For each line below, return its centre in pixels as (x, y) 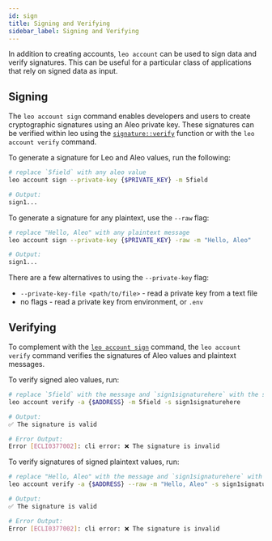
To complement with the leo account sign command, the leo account (125, 347)
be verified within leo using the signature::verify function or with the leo (132, 134)
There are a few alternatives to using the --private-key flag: (108, 278)
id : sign (23, 16)
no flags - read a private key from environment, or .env (112, 302)
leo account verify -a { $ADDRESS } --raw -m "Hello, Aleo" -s (114, 484)
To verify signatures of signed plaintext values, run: (94, 462)
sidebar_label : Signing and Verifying (74, 31)
